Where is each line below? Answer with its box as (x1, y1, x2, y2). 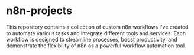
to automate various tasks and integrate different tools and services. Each (6, 29, 186, 36)
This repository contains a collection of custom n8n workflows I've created (6, 23, 189, 30)
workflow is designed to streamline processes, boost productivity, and (6, 36, 177, 43)
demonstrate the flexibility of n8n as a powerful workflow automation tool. (6, 42, 186, 49)
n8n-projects (6, 4, 73, 18)
